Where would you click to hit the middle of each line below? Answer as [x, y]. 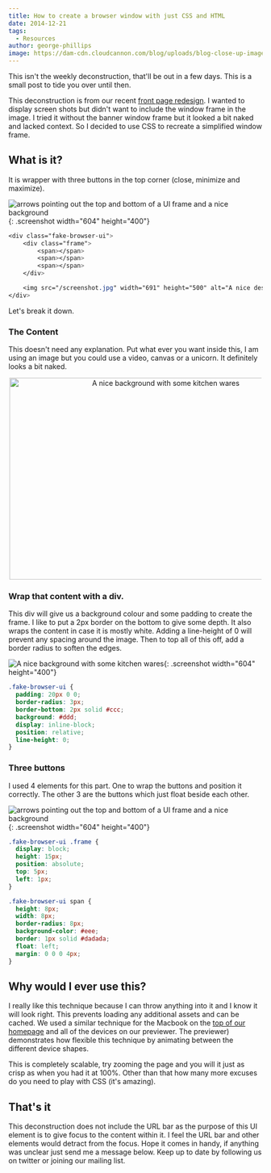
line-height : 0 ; [43, 739]
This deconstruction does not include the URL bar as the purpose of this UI [133, 1126]
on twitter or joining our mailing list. [67, 1161]
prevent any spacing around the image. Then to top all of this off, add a [126, 639]
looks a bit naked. [38, 367]
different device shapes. [49, 1049]
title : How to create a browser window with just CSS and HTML [117, 16]
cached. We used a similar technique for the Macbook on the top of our [127, 1023]
